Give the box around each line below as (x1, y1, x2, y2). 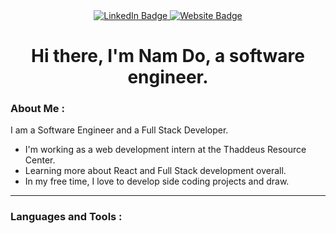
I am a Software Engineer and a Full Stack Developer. (10, 124, 229, 136)
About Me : (10, 102, 65, 116)
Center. (24, 154, 56, 166)
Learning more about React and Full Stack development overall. (24, 165, 287, 177)
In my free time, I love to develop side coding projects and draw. (24, 175, 290, 188)
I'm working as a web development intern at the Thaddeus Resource (24, 144, 307, 156)
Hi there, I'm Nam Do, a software (31, 45, 305, 68)
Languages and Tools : (10, 210, 123, 224)
